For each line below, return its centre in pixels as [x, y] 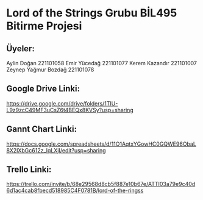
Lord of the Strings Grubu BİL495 [92, 13]
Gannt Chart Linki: [42, 129]
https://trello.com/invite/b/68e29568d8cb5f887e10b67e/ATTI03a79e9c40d [101, 184]
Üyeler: [20, 48]
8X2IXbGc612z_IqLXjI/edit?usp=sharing [56, 150]
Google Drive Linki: [43, 89]
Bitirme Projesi [44, 26]
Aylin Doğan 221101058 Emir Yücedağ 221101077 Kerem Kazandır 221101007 [101, 63]
